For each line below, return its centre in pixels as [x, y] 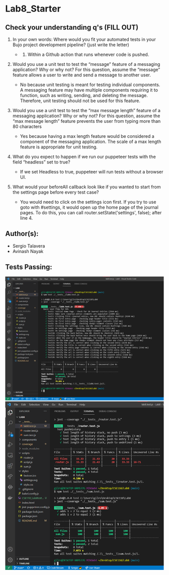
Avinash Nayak [28, 251]
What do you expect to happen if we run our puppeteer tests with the [84, 157]
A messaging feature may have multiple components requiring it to [89, 90]
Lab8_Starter [33, 9]
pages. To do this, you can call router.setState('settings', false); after [91, 213]
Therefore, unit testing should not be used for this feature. [80, 101]
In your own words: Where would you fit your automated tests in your [84, 39]
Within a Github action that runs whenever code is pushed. [88, 54]
